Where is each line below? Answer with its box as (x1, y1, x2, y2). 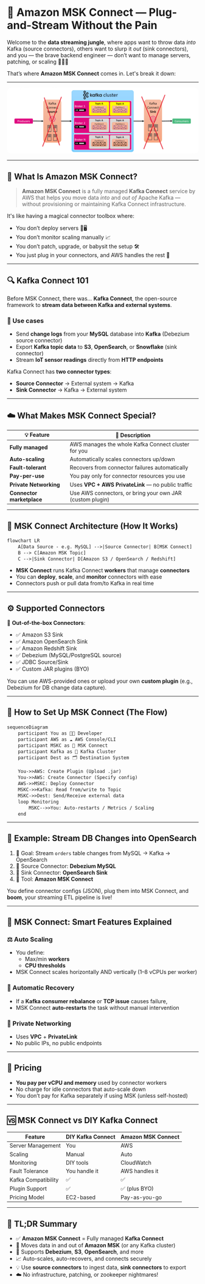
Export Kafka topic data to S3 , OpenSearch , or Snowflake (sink (15, 344, 178, 351)
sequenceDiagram (7, 724, 48, 730)
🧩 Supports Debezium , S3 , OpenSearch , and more (15, 1248, 144, 1255)
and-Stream (7, 18, 69, 32)
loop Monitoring (18, 799, 60, 805)
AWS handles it (120, 1168, 159, 1175)
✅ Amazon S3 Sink (15, 631, 63, 638)
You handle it (66, 1168, 99, 1175)
